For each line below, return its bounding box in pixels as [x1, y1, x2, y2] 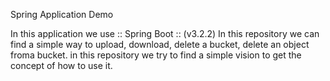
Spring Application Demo [10, 9, 114, 20]
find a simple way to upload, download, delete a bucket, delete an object [10, 39, 310, 50]
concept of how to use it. [10, 60, 113, 71]
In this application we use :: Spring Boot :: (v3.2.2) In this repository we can [10, 28, 320, 39]
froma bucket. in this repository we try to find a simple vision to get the [10, 49, 302, 61]
